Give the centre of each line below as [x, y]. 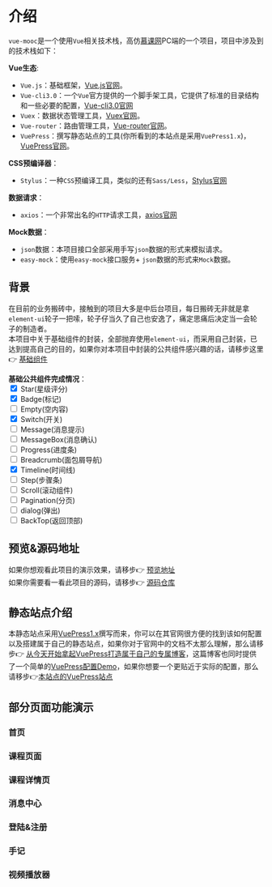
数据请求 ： [26, 197]
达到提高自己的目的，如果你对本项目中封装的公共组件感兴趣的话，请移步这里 [136, 348]
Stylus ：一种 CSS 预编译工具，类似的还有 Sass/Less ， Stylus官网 [123, 180]
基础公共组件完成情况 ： [47, 378]
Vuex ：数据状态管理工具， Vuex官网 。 [82, 115]
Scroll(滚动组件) [47, 490]
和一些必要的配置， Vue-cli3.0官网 [76, 105]
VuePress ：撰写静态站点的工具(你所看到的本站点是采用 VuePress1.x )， [135, 135]
